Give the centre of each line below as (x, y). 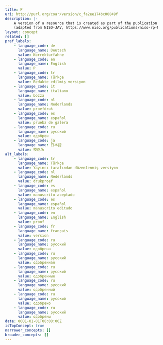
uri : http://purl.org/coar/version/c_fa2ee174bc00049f (62, 14)
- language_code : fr (34, 226)
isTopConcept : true (25, 326)
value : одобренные (36, 276)
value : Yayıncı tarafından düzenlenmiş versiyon (68, 168)
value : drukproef (35, 181)
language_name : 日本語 (40, 145)
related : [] (17, 37)
